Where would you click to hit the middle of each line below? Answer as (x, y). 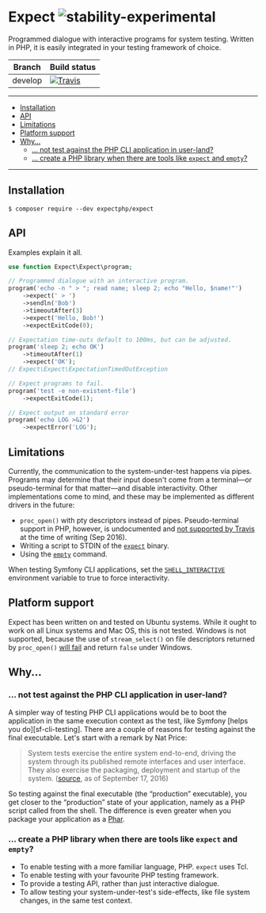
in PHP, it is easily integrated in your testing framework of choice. (115, 47)
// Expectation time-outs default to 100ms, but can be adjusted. (120, 340)
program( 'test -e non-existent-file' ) (72, 391)
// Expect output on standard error (68, 413)
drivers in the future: (42, 505)
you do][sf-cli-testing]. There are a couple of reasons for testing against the (132, 729)
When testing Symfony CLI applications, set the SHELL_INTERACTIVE (117, 569)
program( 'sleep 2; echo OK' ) (56, 347)
